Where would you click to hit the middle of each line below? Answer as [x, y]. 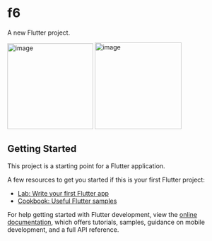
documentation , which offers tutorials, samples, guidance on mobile [106, 222]
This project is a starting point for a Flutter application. [86, 166]
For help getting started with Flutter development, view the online [102, 214]
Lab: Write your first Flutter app [63, 193]
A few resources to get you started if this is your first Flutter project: [106, 180]
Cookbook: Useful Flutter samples [67, 201]
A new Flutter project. [39, 33]
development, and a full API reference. [63, 229]
